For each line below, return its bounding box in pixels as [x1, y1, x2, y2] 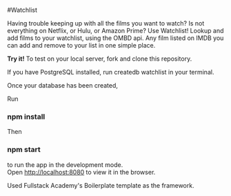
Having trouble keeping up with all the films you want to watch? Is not [7, 19, 205, 27]
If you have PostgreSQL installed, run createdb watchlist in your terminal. [7, 68, 214, 76]
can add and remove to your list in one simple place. [7, 41, 156, 49]
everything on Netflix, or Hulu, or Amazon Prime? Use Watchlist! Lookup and [7, 27, 224, 35]
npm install [7, 112, 46, 121]
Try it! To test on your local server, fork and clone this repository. [7, 55, 192, 63]
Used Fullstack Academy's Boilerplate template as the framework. [7, 181, 194, 189]
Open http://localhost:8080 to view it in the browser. [7, 168, 156, 176]
